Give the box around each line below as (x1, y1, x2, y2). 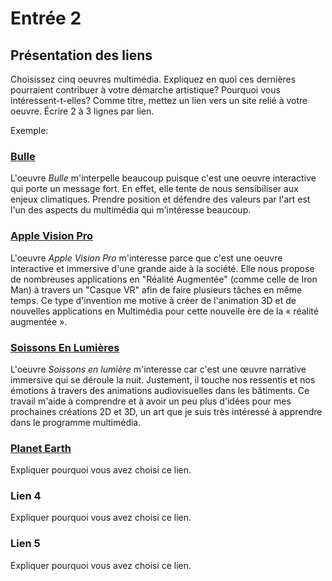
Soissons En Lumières (10, 340, 120, 354)
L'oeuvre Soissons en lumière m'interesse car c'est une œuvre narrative (10, 363, 307, 375)
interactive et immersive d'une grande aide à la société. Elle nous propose (10, 262, 315, 274)
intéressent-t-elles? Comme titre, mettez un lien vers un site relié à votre (10, 95, 308, 106)
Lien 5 (10, 537, 41, 551)
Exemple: (10, 125, 49, 136)
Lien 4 (10, 489, 42, 503)
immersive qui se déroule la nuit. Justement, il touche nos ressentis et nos (10, 373, 316, 386)
